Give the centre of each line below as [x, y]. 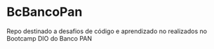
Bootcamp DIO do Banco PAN [49, 38]
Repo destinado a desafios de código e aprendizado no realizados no [107, 31]
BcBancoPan [45, 12]
